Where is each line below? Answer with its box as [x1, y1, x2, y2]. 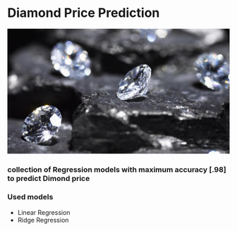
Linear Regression [17, 208, 71, 216]
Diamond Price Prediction [7, 5, 160, 21]
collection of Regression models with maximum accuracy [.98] [7, 164, 227, 174]
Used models [7, 192, 54, 202]
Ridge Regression [17, 216, 69, 224]
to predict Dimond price [7, 173, 90, 183]
